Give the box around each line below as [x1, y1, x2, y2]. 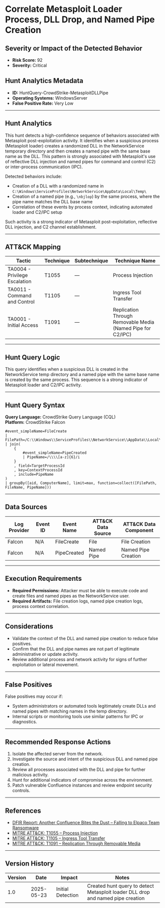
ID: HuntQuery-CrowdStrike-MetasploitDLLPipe [12, 90, 109, 96]
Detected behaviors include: [5, 173, 62, 179]
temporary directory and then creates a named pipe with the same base [5, 148, 151, 154]
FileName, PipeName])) [5, 485, 52, 490]
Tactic [16, 258, 31, 265]
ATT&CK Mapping [5, 243, 61, 251]
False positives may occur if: [5, 693, 63, 699]
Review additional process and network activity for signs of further [12, 656, 147, 662]
